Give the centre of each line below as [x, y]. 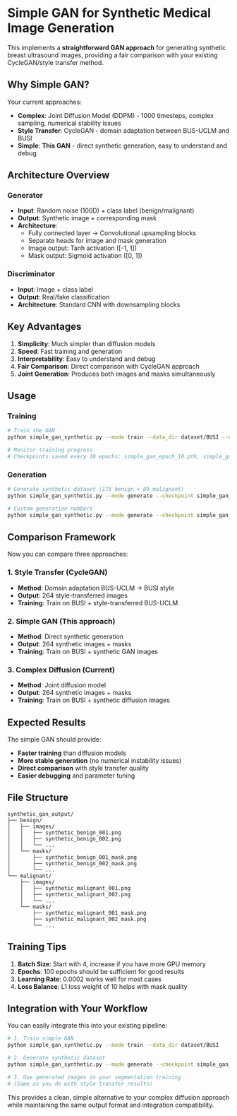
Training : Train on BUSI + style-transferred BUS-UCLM [98, 602]
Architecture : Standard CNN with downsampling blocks [99, 304]
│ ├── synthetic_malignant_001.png [75, 888]
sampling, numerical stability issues [69, 123]
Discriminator [31, 274]
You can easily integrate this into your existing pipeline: [87, 1026]
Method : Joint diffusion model [62, 685]
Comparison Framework [62, 537]
